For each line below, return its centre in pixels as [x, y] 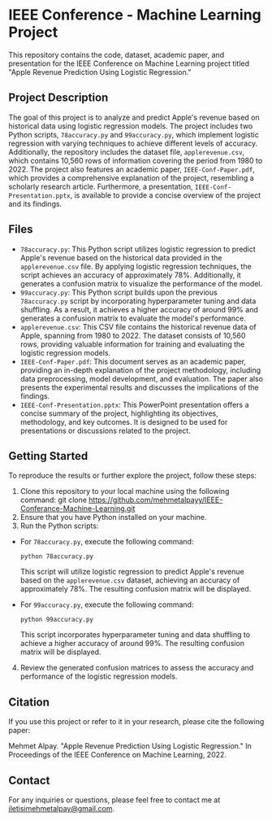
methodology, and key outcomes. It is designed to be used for [124, 421]
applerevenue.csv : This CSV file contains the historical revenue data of [138, 326]
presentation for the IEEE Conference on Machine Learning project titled [129, 63]
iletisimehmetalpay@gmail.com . [62, 808]
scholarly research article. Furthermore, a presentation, [101, 186]
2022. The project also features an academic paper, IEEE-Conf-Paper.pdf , [132, 169]
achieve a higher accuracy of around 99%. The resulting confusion [132, 644]
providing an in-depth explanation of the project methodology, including [140, 370]
